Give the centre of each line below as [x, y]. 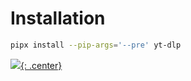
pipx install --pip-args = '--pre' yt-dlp [96, 45]
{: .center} [41, 65]
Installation [58, 18]
